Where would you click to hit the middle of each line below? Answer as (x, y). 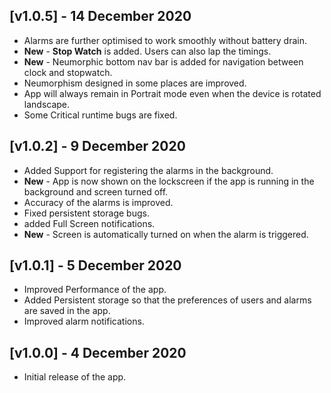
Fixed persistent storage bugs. (86, 213)
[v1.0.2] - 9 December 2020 (97, 146)
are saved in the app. (67, 311)
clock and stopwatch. (68, 72)
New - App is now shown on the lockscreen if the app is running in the (169, 181)
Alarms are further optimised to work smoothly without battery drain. (165, 40)
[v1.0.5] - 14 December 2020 (100, 16)
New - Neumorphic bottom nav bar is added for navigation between (163, 61)
